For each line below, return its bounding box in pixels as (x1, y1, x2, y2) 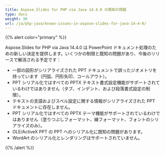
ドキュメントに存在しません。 (12, 104, 73, 110)
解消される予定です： (18, 57, 62, 63)
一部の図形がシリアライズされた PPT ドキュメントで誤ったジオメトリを (12, 67, 157, 73)
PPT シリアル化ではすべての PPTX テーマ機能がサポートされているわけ (12, 110, 156, 116)
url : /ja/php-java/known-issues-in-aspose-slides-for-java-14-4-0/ (5, 21, 147, 26)
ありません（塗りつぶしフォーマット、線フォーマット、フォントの (16, 117, 150, 123)
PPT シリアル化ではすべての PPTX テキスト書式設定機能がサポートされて (12, 80, 160, 86)
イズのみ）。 (21, 123, 45, 128)
